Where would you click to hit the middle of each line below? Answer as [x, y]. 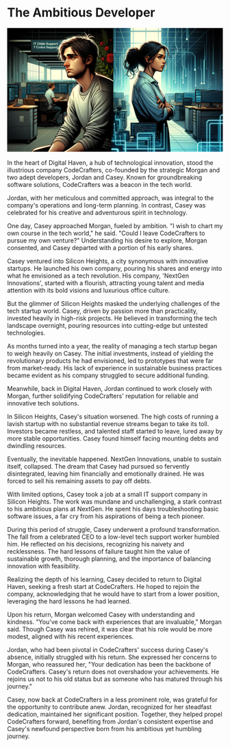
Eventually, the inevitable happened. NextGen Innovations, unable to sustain [114, 459]
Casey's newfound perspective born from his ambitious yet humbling [104, 728]
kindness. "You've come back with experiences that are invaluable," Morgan [115, 622]
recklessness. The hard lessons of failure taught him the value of [99, 551]
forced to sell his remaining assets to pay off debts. [79, 481]
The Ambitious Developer [81, 13]
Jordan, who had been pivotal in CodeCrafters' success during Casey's [108, 649]
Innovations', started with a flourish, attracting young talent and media [106, 282]
